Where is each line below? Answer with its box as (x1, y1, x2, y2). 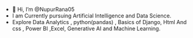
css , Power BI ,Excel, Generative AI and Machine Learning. (12, 25, 161, 32)
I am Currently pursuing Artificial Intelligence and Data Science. (12, 12, 172, 19)
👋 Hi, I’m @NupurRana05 (12, 6, 75, 13)
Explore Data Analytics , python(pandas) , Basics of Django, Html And (12, 19, 187, 25)
